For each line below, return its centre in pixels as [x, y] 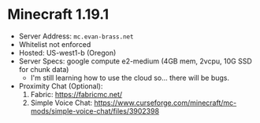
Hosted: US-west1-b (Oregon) [67, 52]
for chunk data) [44, 69]
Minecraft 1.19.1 [58, 14]
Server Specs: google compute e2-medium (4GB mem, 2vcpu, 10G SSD [136, 61]
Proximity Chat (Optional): [61, 86]
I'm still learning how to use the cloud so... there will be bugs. [130, 78]
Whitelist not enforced [55, 44]
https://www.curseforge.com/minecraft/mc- [165, 103]
